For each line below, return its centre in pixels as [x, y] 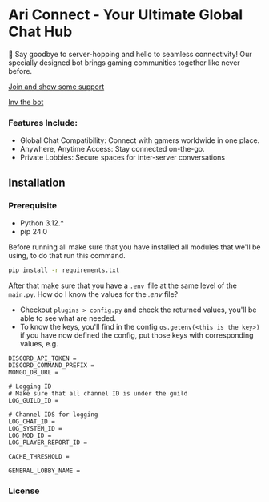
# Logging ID [30, 387]
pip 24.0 [34, 231]
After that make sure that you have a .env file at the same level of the [123, 285]
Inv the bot [26, 102]
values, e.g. [39, 343]
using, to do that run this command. [67, 255]
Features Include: [43, 123]
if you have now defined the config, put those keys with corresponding [137, 335]
